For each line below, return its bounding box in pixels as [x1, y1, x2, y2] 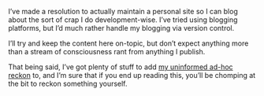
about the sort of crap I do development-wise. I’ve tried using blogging [8, 15, 238, 24]
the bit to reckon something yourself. [8, 79, 128, 88]
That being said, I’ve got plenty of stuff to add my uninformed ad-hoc [8, 62, 234, 72]
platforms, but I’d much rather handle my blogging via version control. [8, 24, 235, 32]
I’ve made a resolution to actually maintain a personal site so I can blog [8, 7, 238, 16]
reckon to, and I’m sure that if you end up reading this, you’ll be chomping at [8, 71, 256, 79]
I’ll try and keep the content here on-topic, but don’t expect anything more [8, 39, 249, 48]
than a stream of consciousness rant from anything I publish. [8, 47, 206, 56]
